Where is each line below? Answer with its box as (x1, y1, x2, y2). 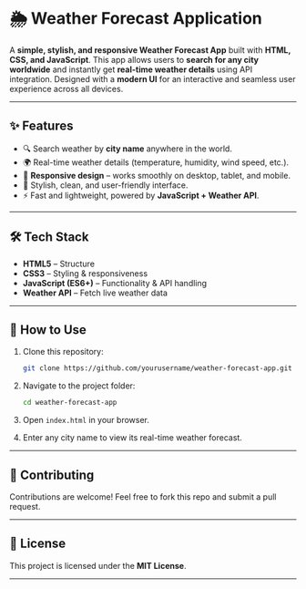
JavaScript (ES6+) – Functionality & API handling (22, 277, 208, 288)
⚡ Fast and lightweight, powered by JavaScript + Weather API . (22, 190, 260, 201)
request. (9, 501, 41, 511)
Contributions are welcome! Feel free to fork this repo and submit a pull (9, 491, 277, 502)
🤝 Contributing (9, 467, 95, 482)
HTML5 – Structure (22, 258, 96, 269)
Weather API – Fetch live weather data (22, 287, 168, 298)
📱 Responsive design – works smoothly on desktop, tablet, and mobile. (22, 170, 291, 181)
